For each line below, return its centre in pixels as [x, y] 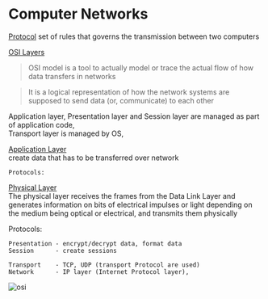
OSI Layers [27, 52]
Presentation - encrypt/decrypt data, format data [95, 243]
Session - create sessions [63, 251]
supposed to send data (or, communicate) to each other [121, 100]
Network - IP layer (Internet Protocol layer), [99, 272]
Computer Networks [78, 14]
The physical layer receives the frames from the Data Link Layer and [122, 196]
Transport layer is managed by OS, [66, 133]
